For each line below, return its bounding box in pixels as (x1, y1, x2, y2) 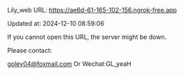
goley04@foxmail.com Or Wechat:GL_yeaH (7, 60, 132, 68)
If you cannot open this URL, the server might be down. (7, 33, 167, 41)
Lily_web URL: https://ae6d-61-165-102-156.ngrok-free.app (7, 6, 177, 14)
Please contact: (7, 47, 52, 54)
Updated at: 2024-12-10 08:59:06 (7, 19, 105, 27)
